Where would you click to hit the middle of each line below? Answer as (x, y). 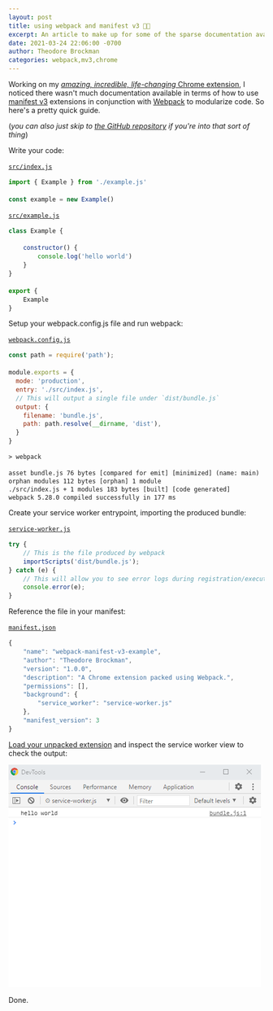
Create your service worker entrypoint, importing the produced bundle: (127, 512)
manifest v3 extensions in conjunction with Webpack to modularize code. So (136, 101)
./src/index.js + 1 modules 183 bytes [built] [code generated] (119, 489)
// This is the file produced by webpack (94, 553)
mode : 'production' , (50, 381)
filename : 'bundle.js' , (63, 415)
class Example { (36, 231)
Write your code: (37, 150)
